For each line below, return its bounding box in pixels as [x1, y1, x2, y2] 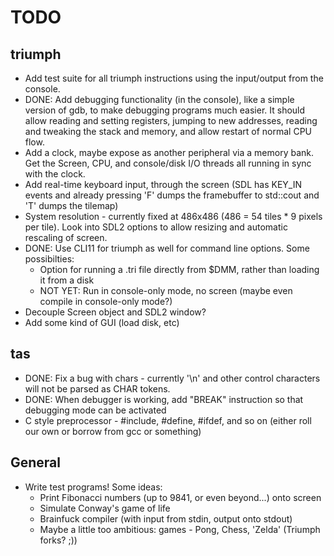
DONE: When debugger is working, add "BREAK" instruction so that [24, 393, 304, 405]
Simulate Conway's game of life [39, 502, 171, 514]
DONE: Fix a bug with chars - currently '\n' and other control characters [24, 372, 321, 384]
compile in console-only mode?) [39, 296, 173, 307]
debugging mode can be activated [24, 404, 167, 416]
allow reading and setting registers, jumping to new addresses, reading [24, 115, 318, 126]
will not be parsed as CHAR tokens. [24, 382, 171, 395]
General [10, 454, 62, 471]
